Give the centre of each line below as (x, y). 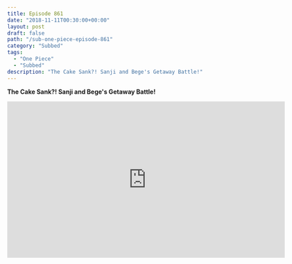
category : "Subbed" (35, 46)
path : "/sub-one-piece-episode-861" (60, 40)
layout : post (26, 26)
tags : (15, 53)
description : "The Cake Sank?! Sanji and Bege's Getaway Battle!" (105, 72)
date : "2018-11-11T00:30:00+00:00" (59, 20)
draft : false (26, 33)
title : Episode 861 (35, 14)
